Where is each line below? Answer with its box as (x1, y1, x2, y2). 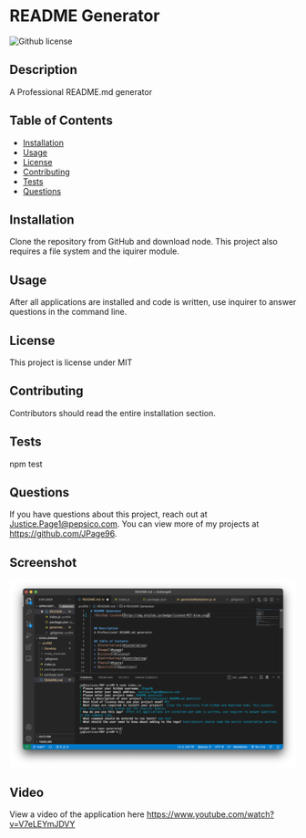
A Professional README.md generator (9, 86, 153, 97)
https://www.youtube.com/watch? (146, 809, 275, 820)
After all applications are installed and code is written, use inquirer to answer (9, 297, 297, 308)
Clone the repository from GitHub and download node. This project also (9, 236, 278, 247)
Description (9, 62, 77, 78)
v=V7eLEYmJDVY (9, 819, 76, 830)
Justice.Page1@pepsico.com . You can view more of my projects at (9, 519, 260, 529)
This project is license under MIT (9, 357, 133, 368)
